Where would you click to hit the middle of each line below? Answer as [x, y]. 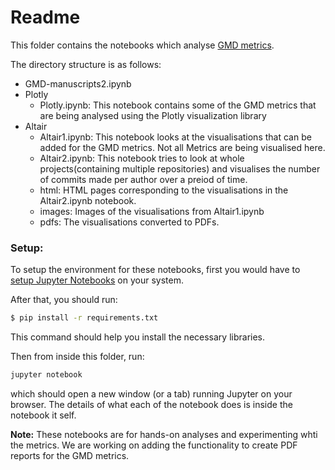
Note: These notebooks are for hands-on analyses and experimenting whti [164, 434]
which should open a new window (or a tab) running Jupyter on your [151, 393]
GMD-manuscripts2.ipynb [78, 83]
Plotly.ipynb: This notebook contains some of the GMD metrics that [178, 105]
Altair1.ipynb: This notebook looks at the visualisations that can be [175, 137]
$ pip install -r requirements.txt [84, 318]
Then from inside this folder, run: [77, 357]
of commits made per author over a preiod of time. [143, 179]
